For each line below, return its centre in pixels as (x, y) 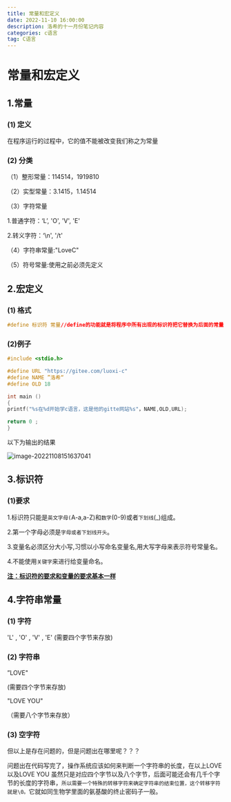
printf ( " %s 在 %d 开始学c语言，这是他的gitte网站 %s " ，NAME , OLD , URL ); (97, 409)
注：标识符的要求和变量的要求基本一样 (61, 576)
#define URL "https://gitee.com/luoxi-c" (68, 371)
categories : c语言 (32, 33)
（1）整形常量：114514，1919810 (53, 177)
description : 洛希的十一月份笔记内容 (56, 26)
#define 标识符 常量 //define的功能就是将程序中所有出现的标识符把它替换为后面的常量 (115, 325)
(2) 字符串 (23, 657)
